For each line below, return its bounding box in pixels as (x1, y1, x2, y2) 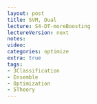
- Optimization (7, 80, 51, 87)
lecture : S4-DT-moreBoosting (7, 23, 91, 29)
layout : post (7, 10, 45, 17)
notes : (7, 36, 26, 42)
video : (7, 42, 26, 49)
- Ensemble (7, 73, 39, 81)
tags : (7, 61, 23, 68)
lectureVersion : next (7, 29, 69, 36)
